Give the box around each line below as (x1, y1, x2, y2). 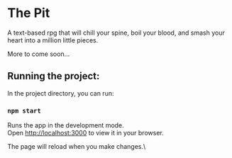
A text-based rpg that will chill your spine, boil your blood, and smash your (7, 28, 225, 37)
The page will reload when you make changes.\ (7, 142, 146, 151)
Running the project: (7, 70, 100, 82)
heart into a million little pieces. (7, 35, 99, 44)
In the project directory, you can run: (7, 89, 114, 97)
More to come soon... (7, 50, 70, 58)
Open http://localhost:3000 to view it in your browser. (7, 129, 165, 137)
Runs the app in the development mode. (7, 121, 124, 130)
